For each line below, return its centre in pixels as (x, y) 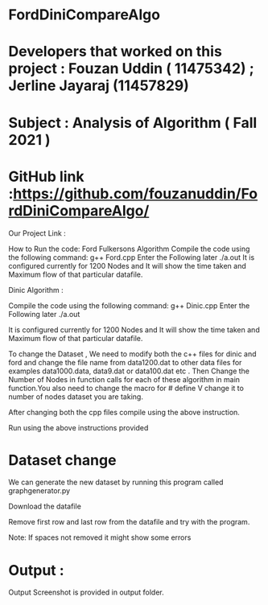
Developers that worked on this (115, 52)
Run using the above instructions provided (78, 427)
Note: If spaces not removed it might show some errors (100, 537)
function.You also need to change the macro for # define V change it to (126, 388)
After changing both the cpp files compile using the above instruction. (124, 412)
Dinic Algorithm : (36, 290)
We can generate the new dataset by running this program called (116, 482)
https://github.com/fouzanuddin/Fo (136, 193)
